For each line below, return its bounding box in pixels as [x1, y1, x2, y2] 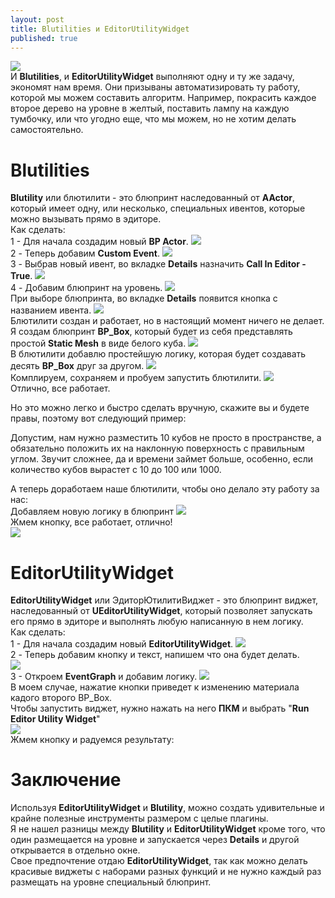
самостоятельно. [10, 124, 84, 136]
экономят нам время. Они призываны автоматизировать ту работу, [10, 81, 301, 93]
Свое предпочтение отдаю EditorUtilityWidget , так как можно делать [10, 855, 308, 867]
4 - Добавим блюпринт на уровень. [10, 282, 163, 294]
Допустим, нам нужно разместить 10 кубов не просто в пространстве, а [10, 432, 322, 444]
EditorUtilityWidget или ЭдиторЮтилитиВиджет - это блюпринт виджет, [10, 594, 319, 606]
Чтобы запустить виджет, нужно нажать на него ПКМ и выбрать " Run [10, 702, 310, 715]
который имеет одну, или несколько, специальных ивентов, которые [10, 202, 306, 215]
